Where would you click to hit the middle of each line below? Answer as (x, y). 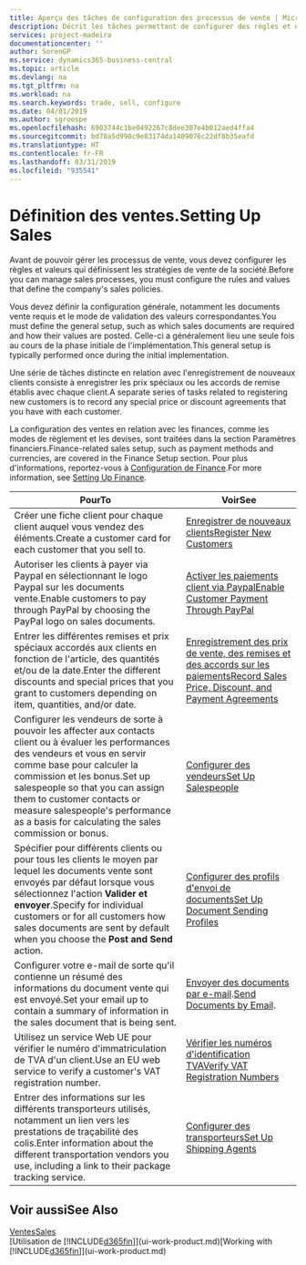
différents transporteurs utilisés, (82, 1109)
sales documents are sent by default (92, 928)
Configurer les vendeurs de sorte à (89, 719)
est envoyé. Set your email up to (81, 1000)
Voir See (239, 500)
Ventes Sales (33, 1232)
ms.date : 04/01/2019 (49, 111)
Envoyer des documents (237, 982)
